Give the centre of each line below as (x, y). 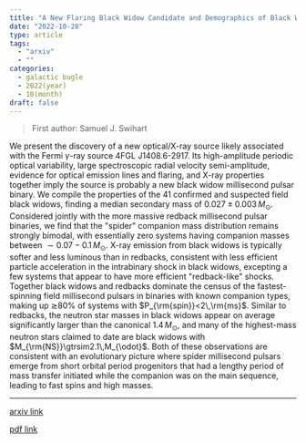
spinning (26, 295)
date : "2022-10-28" (46, 26)
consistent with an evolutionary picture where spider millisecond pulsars (145, 355)
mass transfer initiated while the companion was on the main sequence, (144, 376)
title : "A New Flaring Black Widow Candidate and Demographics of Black (150, 18)
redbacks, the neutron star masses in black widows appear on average (143, 314)
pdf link (24, 428)
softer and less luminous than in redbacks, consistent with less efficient (143, 257)
